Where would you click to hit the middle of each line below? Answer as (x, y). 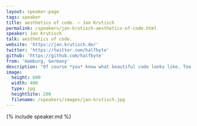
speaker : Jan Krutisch (34, 34)
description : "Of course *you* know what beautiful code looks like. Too (99, 67)
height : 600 (26, 77)
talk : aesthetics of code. (39, 39)
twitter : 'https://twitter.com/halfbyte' (58, 50)
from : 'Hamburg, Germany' (38, 61)
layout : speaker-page (33, 12)
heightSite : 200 (31, 94)
